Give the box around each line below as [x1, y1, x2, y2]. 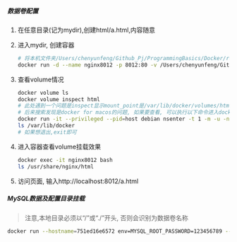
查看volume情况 [17, 75, 64, 83]
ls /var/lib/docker [17, 122, 75, 129]
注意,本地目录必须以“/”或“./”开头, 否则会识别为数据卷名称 [24, 213, 189, 222]
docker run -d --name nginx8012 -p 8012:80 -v [17, 61, 157, 69]
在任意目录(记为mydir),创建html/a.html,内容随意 [17, 25, 155, 34]
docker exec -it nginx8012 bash [17, 156, 113, 163]
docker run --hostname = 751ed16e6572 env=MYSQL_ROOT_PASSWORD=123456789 [7, 227, 222, 235]
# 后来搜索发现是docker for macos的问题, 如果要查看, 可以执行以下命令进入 [17, 109, 219, 116]
